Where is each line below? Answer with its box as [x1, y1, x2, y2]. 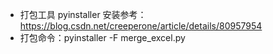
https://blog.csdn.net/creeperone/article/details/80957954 [19, 20, 263, 32]
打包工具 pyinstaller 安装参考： [19, 9, 147, 20]
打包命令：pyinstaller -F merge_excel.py [19, 32, 186, 43]
